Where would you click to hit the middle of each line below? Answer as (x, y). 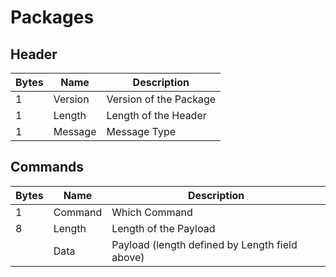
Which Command (152, 212)
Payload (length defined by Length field (204, 244)
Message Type (141, 131)
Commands (47, 167)
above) (128, 257)
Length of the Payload (163, 228)
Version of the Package (161, 99)
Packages (52, 17)
